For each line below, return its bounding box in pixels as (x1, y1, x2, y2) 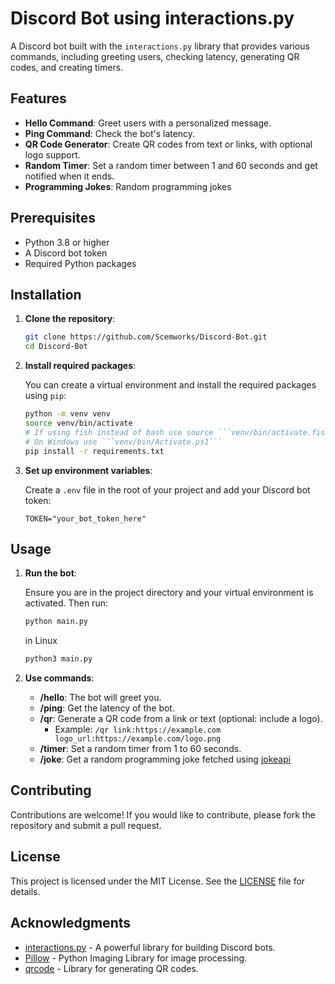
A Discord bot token (24, 247, 108, 259)
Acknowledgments (10, 915, 132, 932)
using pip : (24, 390, 67, 402)
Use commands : (24, 672, 95, 684)
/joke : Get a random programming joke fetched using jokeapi (39, 753, 292, 766)
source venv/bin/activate (24, 418, 133, 428)
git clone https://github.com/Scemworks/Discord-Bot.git (24, 332, 268, 342)
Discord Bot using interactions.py (10, 7, 295, 30)
